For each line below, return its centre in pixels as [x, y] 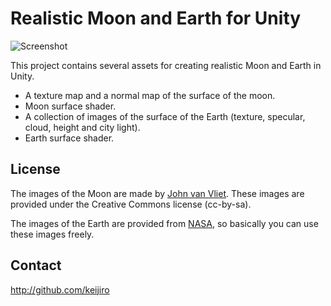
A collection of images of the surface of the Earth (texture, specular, [165, 116]
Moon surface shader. [70, 106]
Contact [36, 265]
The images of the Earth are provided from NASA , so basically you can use [164, 223]
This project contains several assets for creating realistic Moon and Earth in [166, 65]
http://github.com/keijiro [60, 289]
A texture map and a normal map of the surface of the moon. [150, 95]
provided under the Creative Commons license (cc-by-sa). [131, 204]
